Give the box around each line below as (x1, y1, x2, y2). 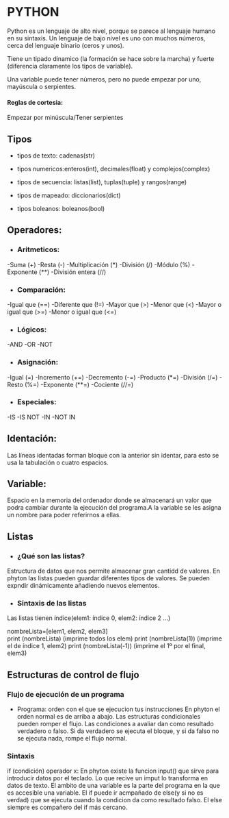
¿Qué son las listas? (16, 551, 85, 560)
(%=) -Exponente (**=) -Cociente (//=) (25, 380, 134, 388)
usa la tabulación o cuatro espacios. (7, 458, 109, 467)
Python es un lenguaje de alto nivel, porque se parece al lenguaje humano (7, 27, 216, 35)
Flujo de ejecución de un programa (7, 689, 124, 699)
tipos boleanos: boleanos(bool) (16, 204, 105, 212)
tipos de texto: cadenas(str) (16, 151, 96, 160)
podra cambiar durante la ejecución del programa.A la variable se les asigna (7, 504, 221, 512)
